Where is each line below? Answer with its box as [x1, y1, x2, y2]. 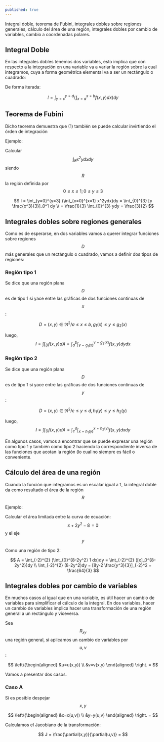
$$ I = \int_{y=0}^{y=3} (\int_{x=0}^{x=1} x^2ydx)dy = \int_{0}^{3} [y [13, 198, 153, 204]
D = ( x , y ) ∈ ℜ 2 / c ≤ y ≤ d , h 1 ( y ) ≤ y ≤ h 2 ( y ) [39, 407, 127, 415]
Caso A [5, 684, 23, 691]
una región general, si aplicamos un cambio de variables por [5, 637, 128, 643]
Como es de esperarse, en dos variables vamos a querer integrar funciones [5, 231, 159, 236]
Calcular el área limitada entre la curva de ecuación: [5, 513, 111, 519]
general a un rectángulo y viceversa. [5, 610, 80, 616]
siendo [5, 165, 19, 171]
